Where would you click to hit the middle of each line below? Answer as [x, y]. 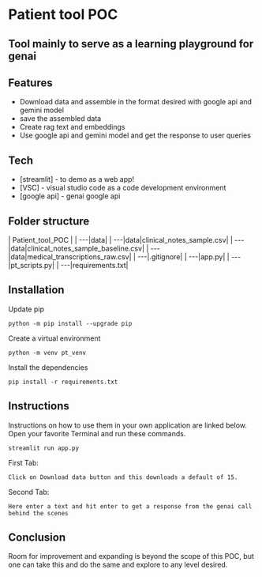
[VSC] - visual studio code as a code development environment [123, 188]
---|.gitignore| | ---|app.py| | [184, 257]
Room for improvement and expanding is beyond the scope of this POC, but [131, 556]
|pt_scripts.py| [32, 266]
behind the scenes [38, 513]
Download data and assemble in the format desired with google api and [136, 102]
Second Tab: [29, 492]
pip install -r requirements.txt [63, 382]
